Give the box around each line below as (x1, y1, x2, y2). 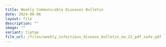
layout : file (5, 16, 32, 21)
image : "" (5, 25, 26, 30)
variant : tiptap (5, 30, 39, 35)
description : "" (5, 21, 39, 26)
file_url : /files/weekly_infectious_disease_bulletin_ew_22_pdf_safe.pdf (5, 35, 162, 40)
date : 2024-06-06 (5, 12, 41, 17)
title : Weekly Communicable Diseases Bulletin (5, 7, 104, 12)
